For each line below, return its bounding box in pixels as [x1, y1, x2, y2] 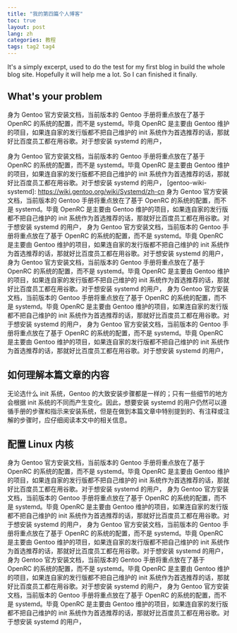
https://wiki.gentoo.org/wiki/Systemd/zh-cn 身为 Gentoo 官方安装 [37, 187, 229, 195]
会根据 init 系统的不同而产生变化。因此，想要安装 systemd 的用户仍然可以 [7, 397, 221, 407]
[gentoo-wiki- [166, 178, 207, 187]
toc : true [7, 17, 37, 24]
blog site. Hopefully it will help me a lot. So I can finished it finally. [7, 70, 197, 79]
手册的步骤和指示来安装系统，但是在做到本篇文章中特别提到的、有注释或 [13, 407, 224, 415]
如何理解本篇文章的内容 [7, 369, 109, 381]
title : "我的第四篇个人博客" [7, 10, 83, 18]
